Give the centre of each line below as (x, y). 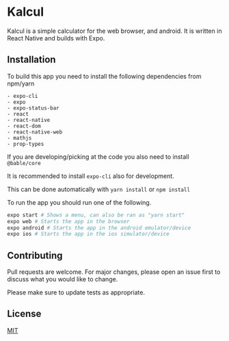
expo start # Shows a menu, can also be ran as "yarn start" (96, 215)
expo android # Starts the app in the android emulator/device (99, 228)
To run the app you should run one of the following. (79, 202)
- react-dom (24, 126)
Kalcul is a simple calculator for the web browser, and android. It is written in (114, 31)
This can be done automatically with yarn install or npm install (98, 189)
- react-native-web (35, 132)
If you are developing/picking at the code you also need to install (98, 156)
